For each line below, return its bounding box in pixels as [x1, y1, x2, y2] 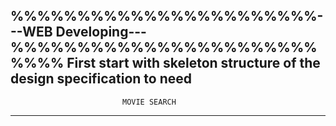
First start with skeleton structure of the [66, 55, 321, 72]
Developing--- [55, 24, 147, 41]
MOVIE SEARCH [121, 97, 177, 107]
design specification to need [10, 70, 193, 88]
